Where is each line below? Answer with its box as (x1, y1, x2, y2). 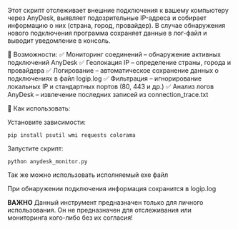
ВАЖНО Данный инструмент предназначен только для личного (7, 198, 204, 206)
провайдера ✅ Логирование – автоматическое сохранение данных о (7, 66, 219, 74)
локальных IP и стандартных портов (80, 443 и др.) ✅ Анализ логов (7, 82, 214, 91)
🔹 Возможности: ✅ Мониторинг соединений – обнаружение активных (7, 50, 222, 58)
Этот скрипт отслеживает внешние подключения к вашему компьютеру (7, 6, 229, 14)
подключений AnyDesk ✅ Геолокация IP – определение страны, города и (7, 58, 232, 66)
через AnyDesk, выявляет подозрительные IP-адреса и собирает (7, 14, 207, 22)
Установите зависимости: (7, 118, 86, 126)
